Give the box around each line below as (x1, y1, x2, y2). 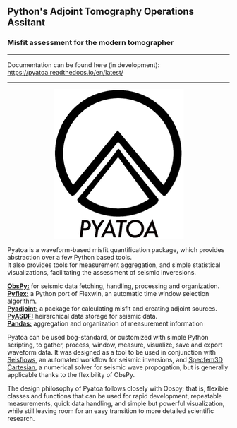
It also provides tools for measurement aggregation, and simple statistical (7, 261, 221, 269)
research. (7, 414, 35, 422)
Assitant (7, 17, 46, 29)
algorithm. (7, 297, 37, 305)
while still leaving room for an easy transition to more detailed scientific (7, 406, 214, 415)
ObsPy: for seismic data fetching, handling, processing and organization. (7, 282, 220, 290)
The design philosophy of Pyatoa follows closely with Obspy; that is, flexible (7, 384, 229, 393)
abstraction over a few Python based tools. (7, 253, 133, 261)
